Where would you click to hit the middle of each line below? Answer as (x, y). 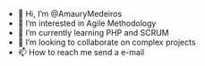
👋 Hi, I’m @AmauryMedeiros (70, 14)
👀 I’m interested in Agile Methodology (87, 23)
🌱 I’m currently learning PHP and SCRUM (93, 33)
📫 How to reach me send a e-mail (81, 52)
